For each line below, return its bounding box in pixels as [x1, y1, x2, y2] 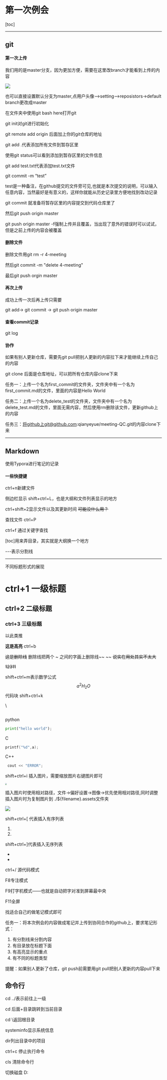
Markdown [5, 447, 40, 455]
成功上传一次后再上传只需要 [5, 296, 62, 302]
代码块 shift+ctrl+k [5, 692, 43, 698]
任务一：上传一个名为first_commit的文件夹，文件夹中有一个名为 [5, 382, 135, 388]
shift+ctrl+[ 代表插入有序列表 [5, 815, 65, 821]
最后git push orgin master [5, 272, 58, 279]
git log [5, 330, 18, 336]
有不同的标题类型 [12, 955, 48, 961]
